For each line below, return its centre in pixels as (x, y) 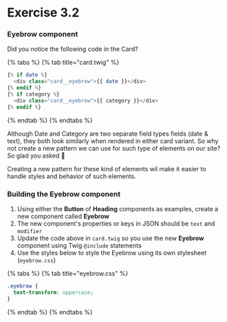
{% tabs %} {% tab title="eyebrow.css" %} (68, 274)
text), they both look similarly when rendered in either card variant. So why (113, 141)
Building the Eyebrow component (64, 194)
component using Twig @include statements (79, 246)
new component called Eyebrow (63, 216)
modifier (30, 232)
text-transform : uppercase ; (54, 292)
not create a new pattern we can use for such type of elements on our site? (114, 148)
